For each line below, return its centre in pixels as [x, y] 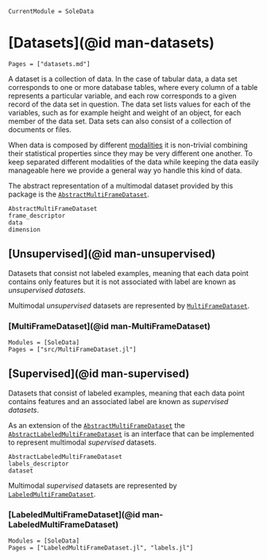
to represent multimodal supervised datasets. [83, 442]
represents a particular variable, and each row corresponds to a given [122, 95]
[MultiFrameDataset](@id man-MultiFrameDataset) [109, 326]
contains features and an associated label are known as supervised [118, 401]
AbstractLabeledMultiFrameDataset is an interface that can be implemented [131, 434]
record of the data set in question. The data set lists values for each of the [130, 104]
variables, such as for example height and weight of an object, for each [125, 112]
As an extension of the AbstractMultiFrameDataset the [97, 425]
